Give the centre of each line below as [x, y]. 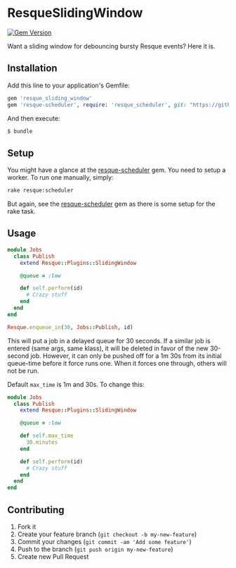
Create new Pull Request [53, 556]
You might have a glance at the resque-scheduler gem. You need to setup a [117, 170]
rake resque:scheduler [40, 191]
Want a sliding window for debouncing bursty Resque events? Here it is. [111, 46]
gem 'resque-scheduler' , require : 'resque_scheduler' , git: [97, 105]
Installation [32, 68]
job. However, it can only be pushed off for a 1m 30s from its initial [126, 356]
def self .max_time [47, 436]
